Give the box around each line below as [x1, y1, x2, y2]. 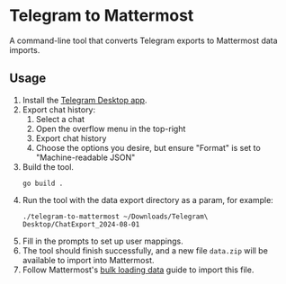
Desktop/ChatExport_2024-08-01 [22, 219, 140, 229]
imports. [9, 44, 40, 55]
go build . [22, 179, 64, 188]
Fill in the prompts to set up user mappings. [22, 235, 183, 246]
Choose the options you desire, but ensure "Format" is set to [35, 142, 261, 153]
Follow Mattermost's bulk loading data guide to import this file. [22, 264, 255, 275]
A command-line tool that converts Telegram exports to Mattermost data [9, 35, 278, 46]
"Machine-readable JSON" [35, 152, 136, 163]
